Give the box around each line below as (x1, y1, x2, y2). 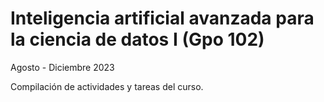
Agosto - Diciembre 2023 (10, 61, 115, 73)
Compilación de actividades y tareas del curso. (10, 80, 204, 92)
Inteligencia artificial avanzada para (10, 7, 315, 30)
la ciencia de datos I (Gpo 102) (10, 28, 265, 51)
